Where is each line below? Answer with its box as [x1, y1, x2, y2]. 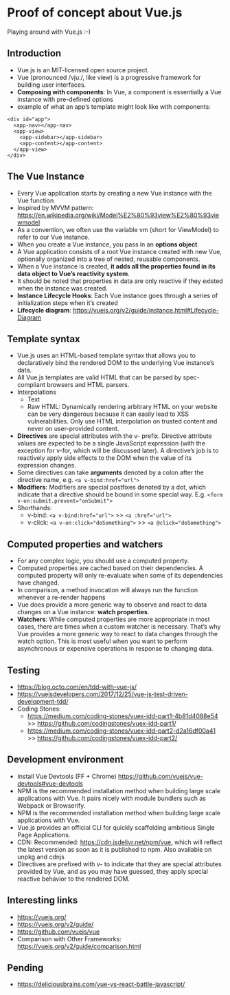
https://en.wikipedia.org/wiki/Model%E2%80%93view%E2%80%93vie [16, 211, 220, 219]
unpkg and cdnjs [16, 852, 65, 861]
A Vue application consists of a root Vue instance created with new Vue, [16, 247, 222, 255]
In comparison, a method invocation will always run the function [16, 586, 198, 594]
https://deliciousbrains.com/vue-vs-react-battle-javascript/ [16, 980, 185, 989]
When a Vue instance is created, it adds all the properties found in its [16, 262, 216, 270]
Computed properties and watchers [7, 538, 163, 550]
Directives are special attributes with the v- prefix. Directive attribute [16, 432, 213, 440]
